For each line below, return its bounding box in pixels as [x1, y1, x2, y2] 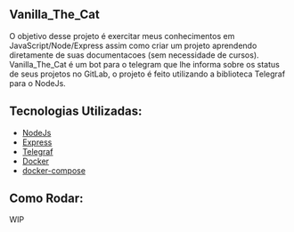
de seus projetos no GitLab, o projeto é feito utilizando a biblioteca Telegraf [9, 68, 286, 79]
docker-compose [21, 164, 86, 176]
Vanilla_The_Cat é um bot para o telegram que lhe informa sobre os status [9, 59, 281, 69]
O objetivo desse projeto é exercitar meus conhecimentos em [9, 30, 235, 41]
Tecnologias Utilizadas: [9, 104, 143, 119]
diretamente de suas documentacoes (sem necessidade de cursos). [9, 49, 260, 60]
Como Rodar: [9, 191, 84, 206]
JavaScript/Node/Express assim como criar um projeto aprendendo [9, 40, 257, 51]
